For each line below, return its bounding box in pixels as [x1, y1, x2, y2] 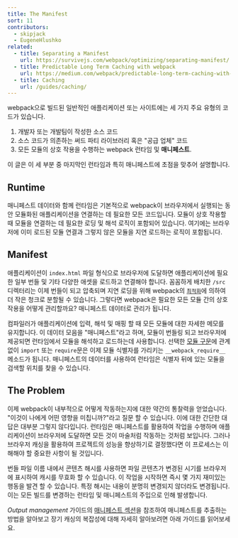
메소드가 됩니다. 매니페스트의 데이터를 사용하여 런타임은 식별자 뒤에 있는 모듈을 [7, 355, 225, 363]
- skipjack [13, 30, 46, 38]
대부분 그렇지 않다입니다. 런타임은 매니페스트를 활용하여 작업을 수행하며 [20, 422, 217, 431]
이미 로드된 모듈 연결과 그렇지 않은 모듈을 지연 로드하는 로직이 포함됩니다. [20, 228, 223, 237]
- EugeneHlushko [13, 37, 62, 44]
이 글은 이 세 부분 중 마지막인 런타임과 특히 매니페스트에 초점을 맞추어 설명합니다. [7, 161, 230, 169]
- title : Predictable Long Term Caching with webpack [13, 63, 176, 70]
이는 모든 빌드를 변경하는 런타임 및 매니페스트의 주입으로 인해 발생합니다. [7, 490, 208, 499]
